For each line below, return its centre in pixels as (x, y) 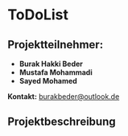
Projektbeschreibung (62, 122)
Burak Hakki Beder (51, 64)
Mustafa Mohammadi (56, 72)
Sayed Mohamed (48, 81)
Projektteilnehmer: (56, 45)
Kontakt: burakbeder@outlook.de (64, 97)
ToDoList (38, 15)
